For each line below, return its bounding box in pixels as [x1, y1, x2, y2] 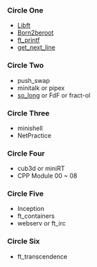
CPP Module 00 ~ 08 [17, 172, 78, 180]
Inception [17, 205, 45, 213]
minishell [17, 124, 43, 132]
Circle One [7, 6, 44, 15]
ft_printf [17, 36, 40, 44]
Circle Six [7, 237, 40, 246]
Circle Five [7, 189, 44, 199]
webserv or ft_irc [17, 219, 66, 228]
